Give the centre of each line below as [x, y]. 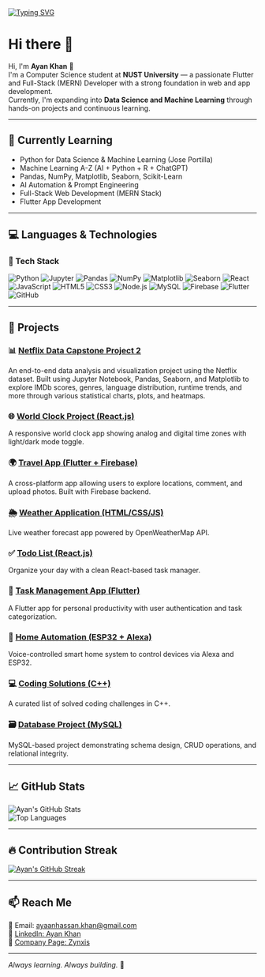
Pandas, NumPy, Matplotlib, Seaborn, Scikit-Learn [101, 176]
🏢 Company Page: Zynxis [49, 942]
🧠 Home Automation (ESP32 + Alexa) [80, 637]
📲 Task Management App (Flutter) [74, 590]
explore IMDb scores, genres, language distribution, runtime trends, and [125, 387]
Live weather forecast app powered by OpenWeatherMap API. [109, 533]
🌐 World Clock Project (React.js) [71, 417]
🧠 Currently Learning [60, 140]
